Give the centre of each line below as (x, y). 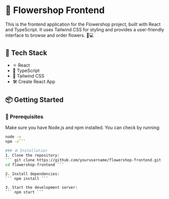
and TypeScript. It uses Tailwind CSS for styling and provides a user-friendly (85, 29)
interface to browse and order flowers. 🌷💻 (50, 35)
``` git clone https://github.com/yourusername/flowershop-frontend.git (83, 160)
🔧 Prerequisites (24, 117)
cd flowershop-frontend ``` (35, 165)
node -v (13, 137)
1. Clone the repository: (32, 156)
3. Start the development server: (42, 188)
